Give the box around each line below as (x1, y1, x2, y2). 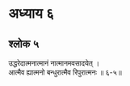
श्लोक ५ (8, 37, 39, 50)
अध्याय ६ (8, 4, 55, 23)
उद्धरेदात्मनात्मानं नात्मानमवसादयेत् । (8, 58, 100, 68)
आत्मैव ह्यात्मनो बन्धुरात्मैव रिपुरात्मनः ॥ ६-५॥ (8, 67, 123, 77)
